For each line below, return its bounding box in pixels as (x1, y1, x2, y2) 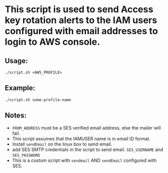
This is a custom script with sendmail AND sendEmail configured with (12, 157, 157, 163)
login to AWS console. (5, 36, 101, 48)
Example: (5, 84, 35, 92)
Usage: (5, 56, 29, 65)
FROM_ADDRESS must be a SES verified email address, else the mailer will (12, 125, 161, 131)
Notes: (5, 111, 27, 120)
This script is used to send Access (5, 4, 154, 15)
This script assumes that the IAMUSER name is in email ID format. (12, 135, 151, 141)
